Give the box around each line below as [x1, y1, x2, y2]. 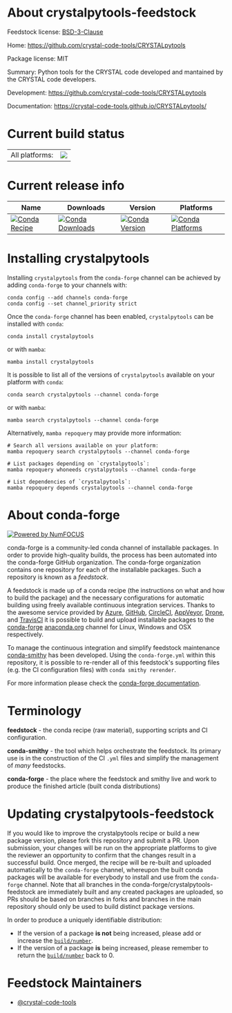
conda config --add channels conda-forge [7, 294, 128, 301]
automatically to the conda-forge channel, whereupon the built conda [7, 865, 204, 874]
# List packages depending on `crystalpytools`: [7, 460, 150, 467]
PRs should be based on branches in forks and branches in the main [7, 895, 202, 903]
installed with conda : [7, 319, 64, 328]
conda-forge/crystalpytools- [132, 880, 213, 888]
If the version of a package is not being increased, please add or [17, 929, 202, 937]
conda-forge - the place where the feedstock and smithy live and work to [7, 774, 217, 783]
